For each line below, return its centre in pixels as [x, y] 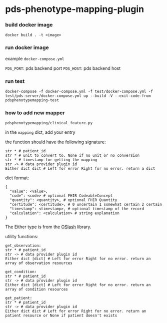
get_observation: [23, 246]
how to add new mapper [35, 113]
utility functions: [22, 237]
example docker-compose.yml [35, 58]
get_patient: [19, 298]
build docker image [29, 25]
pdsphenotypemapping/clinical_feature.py [49, 123]
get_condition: [21, 272]
